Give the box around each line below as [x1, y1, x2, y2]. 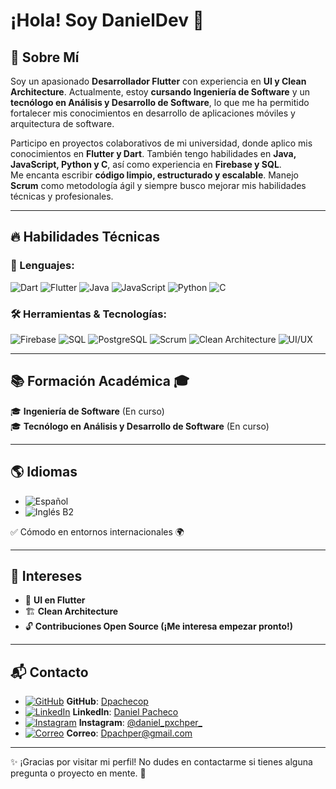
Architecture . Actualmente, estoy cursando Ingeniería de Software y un [10, 86, 311, 98]
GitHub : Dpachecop [66, 695, 149, 708]
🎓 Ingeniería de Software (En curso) [10, 405, 165, 417]
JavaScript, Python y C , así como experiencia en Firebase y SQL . [10, 159, 282, 170]
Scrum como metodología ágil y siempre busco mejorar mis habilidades [10, 180, 307, 191]
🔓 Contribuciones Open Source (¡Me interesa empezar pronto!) [24, 620, 294, 633]
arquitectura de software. [10, 118, 115, 129]
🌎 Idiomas [10, 464, 78, 481]
